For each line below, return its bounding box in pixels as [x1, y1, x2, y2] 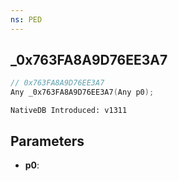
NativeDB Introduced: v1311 [10, 106, 128, 116]
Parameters [10, 132, 85, 150]
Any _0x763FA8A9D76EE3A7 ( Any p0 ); [10, 87, 155, 98]
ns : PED [10, 14, 43, 25]
